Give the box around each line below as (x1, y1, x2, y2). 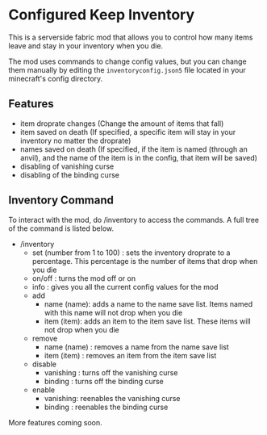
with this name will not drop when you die (44, 307, 183, 317)
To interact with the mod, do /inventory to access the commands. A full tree (8, 215, 260, 224)
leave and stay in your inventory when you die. (8, 40, 164, 50)
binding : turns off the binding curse (44, 376, 164, 386)
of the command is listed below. (8, 224, 115, 233)
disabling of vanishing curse (19, 161, 115, 171)
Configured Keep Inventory (8, 6, 195, 24)
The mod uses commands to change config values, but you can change (8, 56, 248, 66)
